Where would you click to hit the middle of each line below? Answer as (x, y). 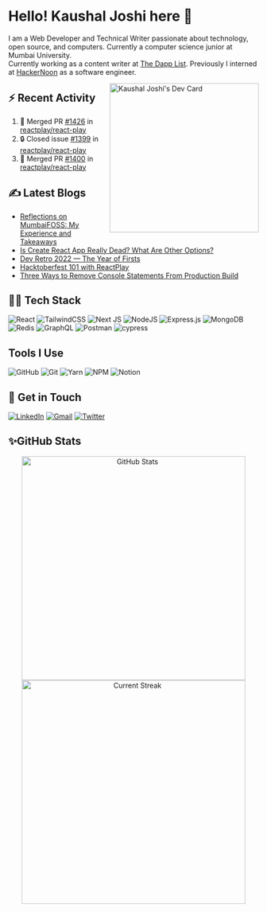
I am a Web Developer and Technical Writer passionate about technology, (128, 38)
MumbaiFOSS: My (49, 224)
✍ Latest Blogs (47, 193)
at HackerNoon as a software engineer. (72, 72)
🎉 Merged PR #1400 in (56, 158)
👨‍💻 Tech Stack (45, 300)
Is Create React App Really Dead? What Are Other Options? (117, 250)
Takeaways (38, 241)
